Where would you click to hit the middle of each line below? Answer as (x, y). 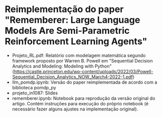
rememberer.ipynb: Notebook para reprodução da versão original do (84, 98)
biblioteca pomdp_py (34, 87)
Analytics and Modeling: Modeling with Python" (62, 66)
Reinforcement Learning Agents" (76, 42)
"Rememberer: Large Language (73, 20)
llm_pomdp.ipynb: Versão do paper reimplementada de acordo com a (85, 82)
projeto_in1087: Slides (35, 93)
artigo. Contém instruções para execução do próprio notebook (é (80, 103)
